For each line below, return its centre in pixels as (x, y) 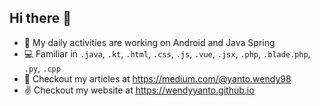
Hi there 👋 (40, 18)
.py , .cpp (42, 68)
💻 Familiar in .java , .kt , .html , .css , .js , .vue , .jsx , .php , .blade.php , (167, 53)
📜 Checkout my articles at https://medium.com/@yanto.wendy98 (157, 78)
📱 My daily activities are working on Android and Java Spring (149, 42)
